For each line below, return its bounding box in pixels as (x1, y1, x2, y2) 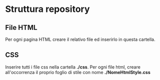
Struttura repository (5, 3, 90, 15)
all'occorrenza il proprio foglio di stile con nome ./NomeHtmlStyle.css (5, 69, 151, 75)
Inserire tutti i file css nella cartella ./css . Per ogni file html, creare (5, 64, 141, 70)
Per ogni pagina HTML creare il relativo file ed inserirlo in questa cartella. (5, 36, 155, 42)
